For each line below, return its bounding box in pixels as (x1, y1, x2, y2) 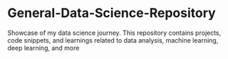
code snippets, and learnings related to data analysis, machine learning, (7, 36, 219, 44)
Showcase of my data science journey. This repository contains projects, (7, 28, 222, 37)
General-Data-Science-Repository (7, 5, 216, 21)
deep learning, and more (7, 43, 80, 52)
